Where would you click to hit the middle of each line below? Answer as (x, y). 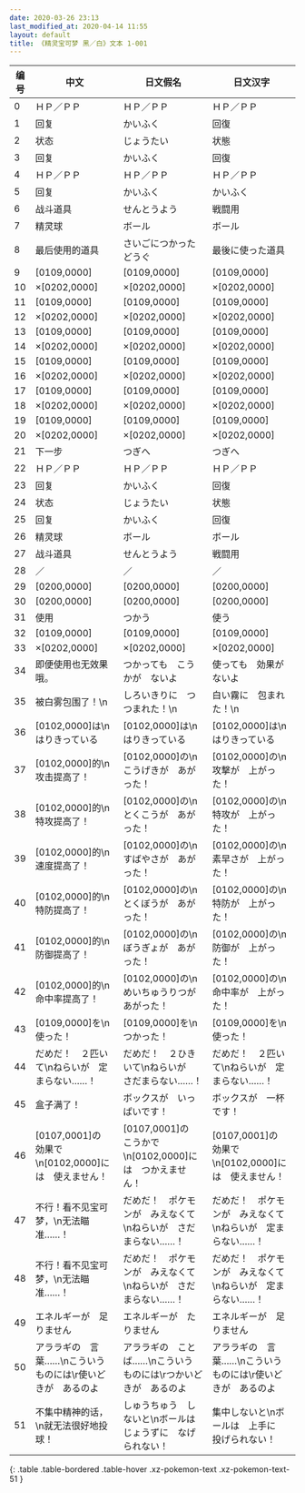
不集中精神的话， (72, 1412)
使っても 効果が (248, 665)
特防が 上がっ (244, 904)
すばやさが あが (160, 859)
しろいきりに (151, 696)
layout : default (40, 35)
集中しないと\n (244, 1412)
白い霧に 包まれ (249, 696)
